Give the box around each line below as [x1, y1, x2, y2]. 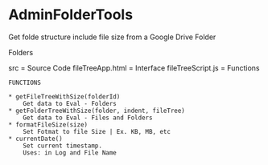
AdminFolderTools [8, 6, 134, 24]
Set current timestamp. [23, 142, 103, 150]
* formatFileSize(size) [8, 120, 89, 129]
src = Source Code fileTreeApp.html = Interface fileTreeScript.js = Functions [8, 62, 260, 73]
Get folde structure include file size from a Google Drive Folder [8, 32, 216, 42]
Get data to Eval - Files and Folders [23, 114, 153, 122]
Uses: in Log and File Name [23, 148, 117, 157]
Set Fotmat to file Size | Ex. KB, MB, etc [23, 127, 171, 135]
